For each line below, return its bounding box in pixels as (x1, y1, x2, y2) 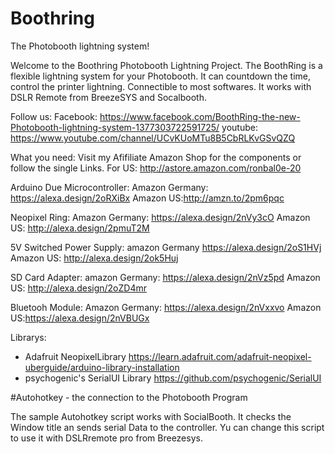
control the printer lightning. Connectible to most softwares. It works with (10, 80, 312, 92)
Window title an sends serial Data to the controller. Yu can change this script (10, 421, 325, 433)
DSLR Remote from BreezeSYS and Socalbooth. (10, 91, 208, 103)
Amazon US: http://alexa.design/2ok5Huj (10, 252, 179, 264)
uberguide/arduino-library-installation (24, 361, 180, 373)
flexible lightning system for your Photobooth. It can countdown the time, (10, 70, 311, 82)
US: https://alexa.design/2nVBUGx (10, 312, 150, 324)
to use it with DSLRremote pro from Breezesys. (10, 432, 203, 444)
